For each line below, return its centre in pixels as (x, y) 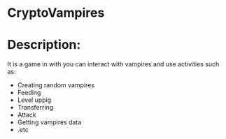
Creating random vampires (56, 85)
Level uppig (34, 100)
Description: (44, 45)
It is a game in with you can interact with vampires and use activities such (113, 64)
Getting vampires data (49, 122)
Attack (27, 115)
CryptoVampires (56, 13)
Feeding (29, 93)
